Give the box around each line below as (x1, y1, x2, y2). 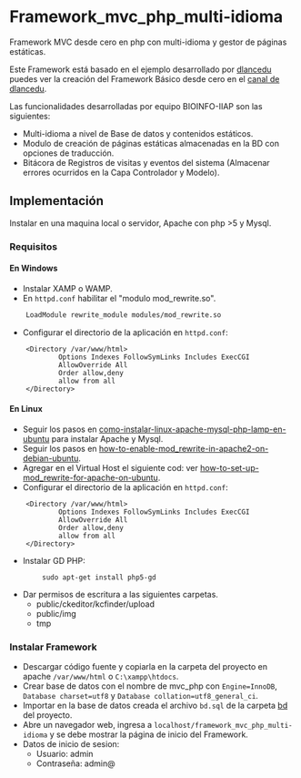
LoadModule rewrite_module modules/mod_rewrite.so (25, 310, 222, 320)
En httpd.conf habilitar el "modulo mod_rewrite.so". (22, 292, 216, 303)
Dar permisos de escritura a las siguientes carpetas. (22, 589, 218, 599)
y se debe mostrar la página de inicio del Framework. (49, 729, 248, 740)
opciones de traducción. (22, 148, 115, 159)
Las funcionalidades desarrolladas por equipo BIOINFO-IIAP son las (9, 100, 263, 111)
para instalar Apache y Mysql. (51, 433, 164, 444)
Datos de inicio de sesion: (22, 739, 120, 750)
